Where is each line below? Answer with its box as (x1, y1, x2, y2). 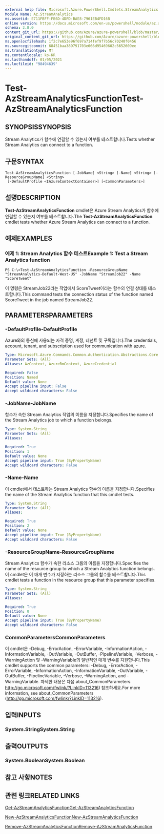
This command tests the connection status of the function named (21, 292, 154, 297)
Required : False (5, 370, 38, 375)
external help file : (5, 7, 47, 12)
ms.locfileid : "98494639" (5, 62, 58, 66)
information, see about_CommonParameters (5, 690, 94, 696)
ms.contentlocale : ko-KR (5, 52, 56, 58)
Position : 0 (5, 609, 29, 614)
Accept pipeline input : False (5, 384, 67, 389)
